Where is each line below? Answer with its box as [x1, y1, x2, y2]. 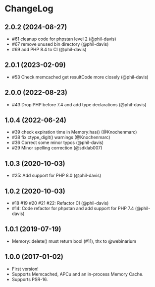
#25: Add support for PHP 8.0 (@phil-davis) [11, 172, 102, 179]
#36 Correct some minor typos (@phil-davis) [11, 140, 104, 145]
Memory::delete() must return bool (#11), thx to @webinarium [11, 238, 137, 244]
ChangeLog [4, 3, 53, 14]
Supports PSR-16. [11, 276, 48, 282]
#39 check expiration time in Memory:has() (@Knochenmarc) [11, 129, 137, 135]
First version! [11, 266, 39, 272]
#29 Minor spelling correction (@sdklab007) [11, 145, 103, 151]
